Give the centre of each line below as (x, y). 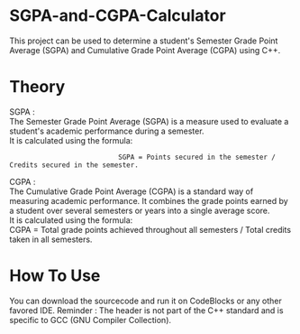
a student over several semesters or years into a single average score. (140, 210)
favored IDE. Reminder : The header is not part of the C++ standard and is (146, 310)
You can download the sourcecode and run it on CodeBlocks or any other (145, 301)
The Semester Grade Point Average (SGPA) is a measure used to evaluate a (149, 121)
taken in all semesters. (51, 239)
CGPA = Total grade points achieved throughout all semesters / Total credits (150, 229)
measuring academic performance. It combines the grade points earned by (149, 200)
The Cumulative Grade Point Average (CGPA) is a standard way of (132, 191)
